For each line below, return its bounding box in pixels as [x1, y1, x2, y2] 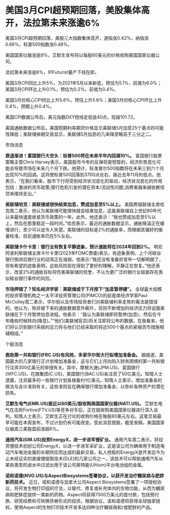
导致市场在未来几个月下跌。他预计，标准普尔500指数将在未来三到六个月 [14, 165, 164, 171]
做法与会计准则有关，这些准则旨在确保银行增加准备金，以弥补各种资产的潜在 [5, 383, 165, 390]
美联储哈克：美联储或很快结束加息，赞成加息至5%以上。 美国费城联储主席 [5, 201, 160, 207]
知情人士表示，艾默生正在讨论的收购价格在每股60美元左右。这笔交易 [14, 413, 157, 419]
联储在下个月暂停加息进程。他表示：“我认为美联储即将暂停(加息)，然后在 [5, 311, 157, 317]
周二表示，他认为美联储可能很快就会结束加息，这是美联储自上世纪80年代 [9, 207, 162, 213]
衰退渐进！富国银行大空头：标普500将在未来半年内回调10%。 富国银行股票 [5, 152, 162, 158]
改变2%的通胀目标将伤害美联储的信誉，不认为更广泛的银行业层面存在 [14, 269, 159, 275]
